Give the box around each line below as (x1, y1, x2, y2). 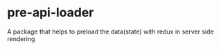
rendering (7, 34, 35, 42)
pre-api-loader (7, 5, 94, 21)
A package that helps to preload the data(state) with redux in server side (7, 27, 214, 36)
